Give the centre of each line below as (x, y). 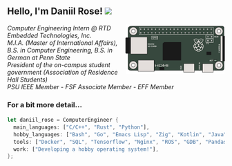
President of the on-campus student (59, 64)
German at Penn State (39, 57)
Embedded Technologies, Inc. (49, 35)
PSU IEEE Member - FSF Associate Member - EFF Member (91, 86)
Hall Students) (28, 80)
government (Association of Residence (62, 72)
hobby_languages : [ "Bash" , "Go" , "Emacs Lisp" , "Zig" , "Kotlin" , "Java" (120, 134)
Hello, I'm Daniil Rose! (55, 11)
